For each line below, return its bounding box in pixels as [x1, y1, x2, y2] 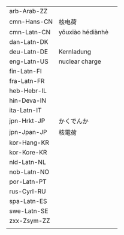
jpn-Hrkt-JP [9, 117, 46, 125]
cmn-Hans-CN [9, 17, 53, 26]
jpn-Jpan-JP [9, 128, 47, 136]
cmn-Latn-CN [9, 28, 51, 36]
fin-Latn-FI [9, 67, 42, 75]
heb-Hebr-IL [9, 87, 47, 95]
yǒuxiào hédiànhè [58, 28, 109, 36]
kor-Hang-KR [9, 138, 49, 147]
